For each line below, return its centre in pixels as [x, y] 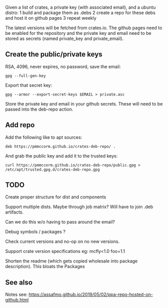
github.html [17, 300]
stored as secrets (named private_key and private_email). [65, 38]
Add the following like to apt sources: [44, 137]
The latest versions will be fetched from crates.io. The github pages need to [84, 28]
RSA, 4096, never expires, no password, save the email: [63, 66]
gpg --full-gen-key [26, 76]
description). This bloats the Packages [45, 267]
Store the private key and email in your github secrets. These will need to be [84, 104]
